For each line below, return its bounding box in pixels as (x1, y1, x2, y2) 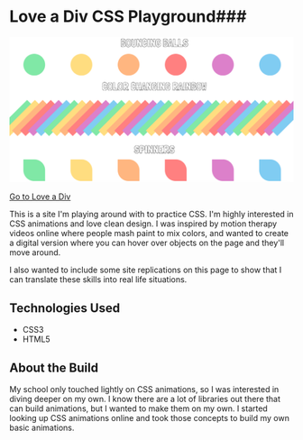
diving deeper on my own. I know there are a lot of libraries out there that (9, 393, 281, 404)
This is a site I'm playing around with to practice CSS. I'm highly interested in (9, 209, 294, 220)
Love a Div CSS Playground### (9, 6, 247, 27)
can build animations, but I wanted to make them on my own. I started (9, 403, 268, 414)
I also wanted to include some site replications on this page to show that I (9, 264, 282, 276)
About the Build (9, 360, 99, 375)
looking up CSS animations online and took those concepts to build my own (9, 412, 290, 423)
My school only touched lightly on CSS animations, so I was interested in (9, 383, 280, 394)
